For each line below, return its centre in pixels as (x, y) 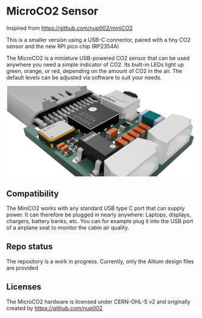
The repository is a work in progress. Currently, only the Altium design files (100, 261)
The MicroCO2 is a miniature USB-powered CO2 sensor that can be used (98, 58)
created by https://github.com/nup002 (54, 308)
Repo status (30, 247)
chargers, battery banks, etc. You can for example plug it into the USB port (100, 221)
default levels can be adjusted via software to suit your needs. (84, 77)
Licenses (24, 287)
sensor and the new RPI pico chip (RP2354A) (63, 46)
